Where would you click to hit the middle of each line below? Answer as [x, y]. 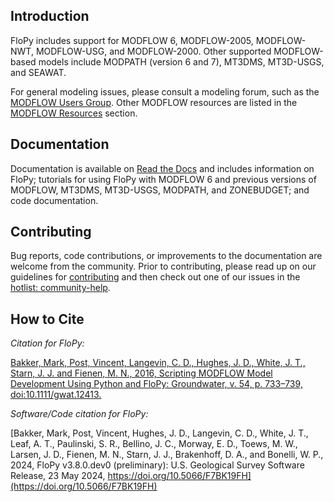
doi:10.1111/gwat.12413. [56, 395]
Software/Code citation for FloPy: [79, 414]
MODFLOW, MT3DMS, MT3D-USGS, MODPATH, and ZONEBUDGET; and [160, 190]
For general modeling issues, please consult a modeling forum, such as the [165, 91]
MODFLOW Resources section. [74, 113]
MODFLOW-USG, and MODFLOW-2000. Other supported [153, 51]
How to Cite [47, 319]
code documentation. [54, 200]
